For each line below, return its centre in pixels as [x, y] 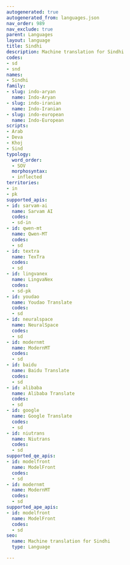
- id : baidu [21, 365]
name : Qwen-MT [30, 234]
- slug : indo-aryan [31, 92]
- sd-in [22, 223]
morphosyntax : [30, 171]
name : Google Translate [42, 416]
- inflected [27, 177]
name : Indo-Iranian [37, 109]
